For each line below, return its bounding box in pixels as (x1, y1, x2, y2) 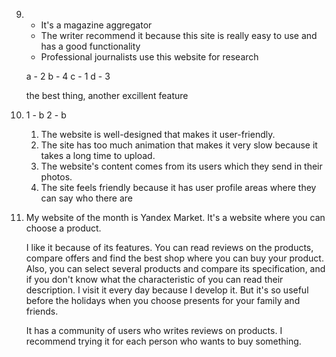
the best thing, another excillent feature (25, 90, 189, 101)
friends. (25, 305, 59, 317)
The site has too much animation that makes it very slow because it (40, 139, 318, 151)
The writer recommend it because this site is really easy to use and (40, 30, 318, 41)
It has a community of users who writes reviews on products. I (25, 325, 283, 336)
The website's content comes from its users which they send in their (40, 160, 323, 172)
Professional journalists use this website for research (40, 51, 259, 63)
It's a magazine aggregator (40, 19, 153, 31)
